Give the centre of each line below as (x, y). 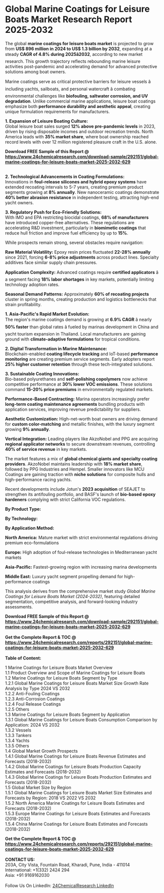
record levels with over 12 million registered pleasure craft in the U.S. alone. (81, 142)
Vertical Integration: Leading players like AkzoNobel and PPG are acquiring (82, 439)
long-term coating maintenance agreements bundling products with (75, 404)
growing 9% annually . (28, 429)
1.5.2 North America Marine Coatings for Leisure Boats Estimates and (75, 803)
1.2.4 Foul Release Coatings (33, 704)
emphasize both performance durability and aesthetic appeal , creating (78, 106)
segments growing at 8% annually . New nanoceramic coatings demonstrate (82, 192)
